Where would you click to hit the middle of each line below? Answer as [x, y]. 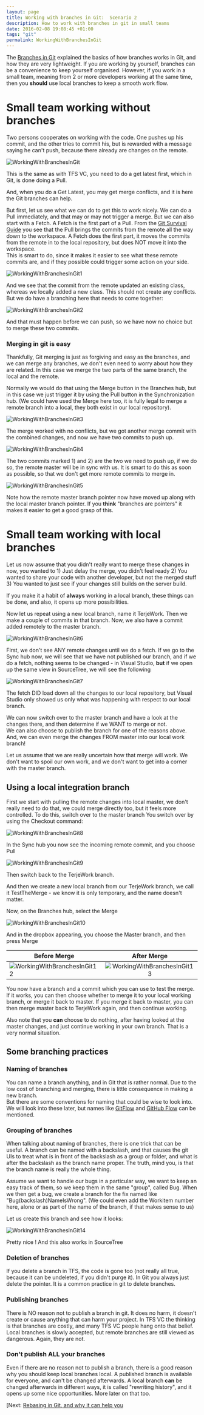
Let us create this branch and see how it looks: [65, 1218]
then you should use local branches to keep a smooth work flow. [87, 83]
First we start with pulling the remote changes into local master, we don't [97, 802]
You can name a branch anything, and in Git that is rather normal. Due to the [101, 1082]
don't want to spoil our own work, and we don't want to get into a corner [97, 762]
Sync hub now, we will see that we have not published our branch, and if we [101, 657]
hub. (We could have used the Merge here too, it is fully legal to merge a [97, 401]
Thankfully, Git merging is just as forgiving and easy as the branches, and [98, 357]
